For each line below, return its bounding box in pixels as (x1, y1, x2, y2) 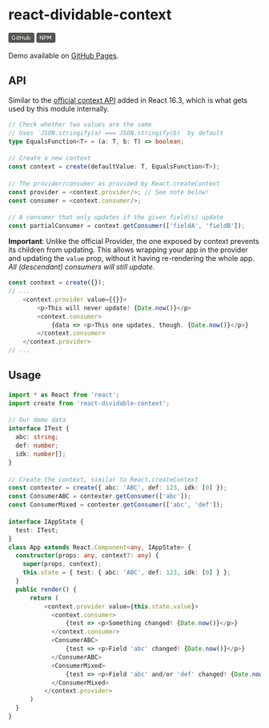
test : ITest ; (15, 526, 59, 535)
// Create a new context (8, 154, 91, 162)
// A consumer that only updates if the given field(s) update (8, 214, 224, 222)
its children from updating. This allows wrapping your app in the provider (8, 245, 248, 254)
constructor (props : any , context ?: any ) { (15, 551, 159, 559)
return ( (29, 594, 59, 602)
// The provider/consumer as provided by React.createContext (8, 179, 220, 188)
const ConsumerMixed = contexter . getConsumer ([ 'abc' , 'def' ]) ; (8, 501, 224, 509)
